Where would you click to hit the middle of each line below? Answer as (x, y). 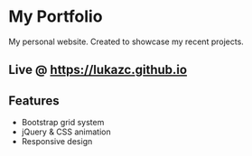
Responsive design (57, 142)
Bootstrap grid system (63, 123)
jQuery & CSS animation (66, 132)
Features (34, 101)
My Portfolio (56, 17)
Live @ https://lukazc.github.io (98, 70)
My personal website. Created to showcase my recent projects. (126, 41)
